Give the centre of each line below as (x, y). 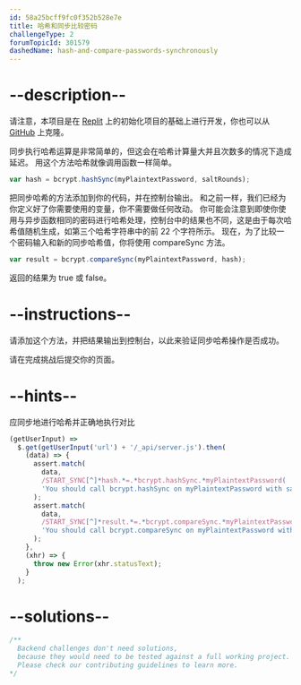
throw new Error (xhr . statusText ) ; (98, 564)
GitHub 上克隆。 (39, 133)
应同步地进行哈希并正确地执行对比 (72, 422)
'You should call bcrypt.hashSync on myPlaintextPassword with (162, 489)
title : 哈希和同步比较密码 (54, 26)
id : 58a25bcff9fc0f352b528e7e (66, 17)
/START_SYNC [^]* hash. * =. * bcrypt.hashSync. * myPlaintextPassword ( (164, 481)
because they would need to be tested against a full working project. (154, 657)
